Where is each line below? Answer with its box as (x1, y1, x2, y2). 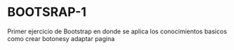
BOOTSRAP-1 (7, 4, 86, 20)
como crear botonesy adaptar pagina (7, 34, 115, 42)
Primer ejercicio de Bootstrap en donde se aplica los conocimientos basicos (7, 27, 227, 35)
